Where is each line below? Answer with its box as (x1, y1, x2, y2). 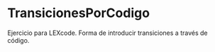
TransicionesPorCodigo (7, 5, 150, 21)
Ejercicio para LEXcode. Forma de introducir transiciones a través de (7, 28, 208, 37)
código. (7, 36, 30, 44)
